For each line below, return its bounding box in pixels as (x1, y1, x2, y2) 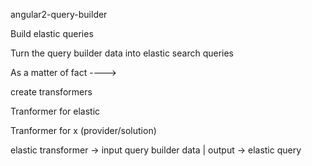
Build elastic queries (10, 28, 94, 39)
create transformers (10, 86, 93, 98)
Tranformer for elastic (10, 105, 101, 117)
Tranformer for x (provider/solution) (10, 125, 157, 136)
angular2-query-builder (10, 9, 108, 20)
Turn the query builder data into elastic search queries (10, 47, 235, 59)
